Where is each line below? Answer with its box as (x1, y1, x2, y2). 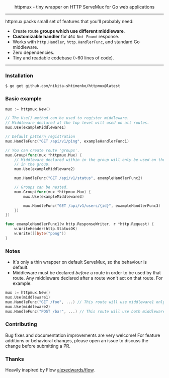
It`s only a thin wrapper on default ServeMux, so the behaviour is (12, 259, 147, 265)
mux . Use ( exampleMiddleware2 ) (14, 167, 75, 172)
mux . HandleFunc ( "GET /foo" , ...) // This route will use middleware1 (5, 299, 154, 305)
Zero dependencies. (12, 49, 54, 55)
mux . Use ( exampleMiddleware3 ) (23, 194, 84, 199)
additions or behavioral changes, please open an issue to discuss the (5, 337, 148, 343)
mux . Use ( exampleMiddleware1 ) (5, 125, 66, 130)
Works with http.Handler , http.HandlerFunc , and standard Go (12, 39, 140, 45)
